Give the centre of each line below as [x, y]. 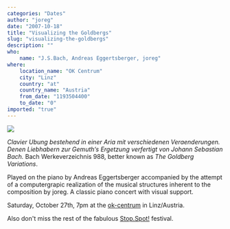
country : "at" [39, 84]
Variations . [23, 164]
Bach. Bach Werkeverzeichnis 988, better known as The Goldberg [101, 156]
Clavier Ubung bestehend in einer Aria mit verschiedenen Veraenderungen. [114, 142]
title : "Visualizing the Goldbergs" [59, 33]
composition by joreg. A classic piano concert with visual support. [100, 192]
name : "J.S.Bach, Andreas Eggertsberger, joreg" [90, 58]
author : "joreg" [30, 20]
